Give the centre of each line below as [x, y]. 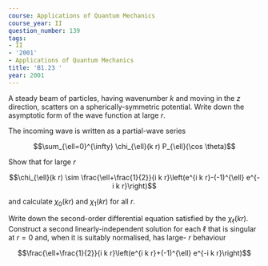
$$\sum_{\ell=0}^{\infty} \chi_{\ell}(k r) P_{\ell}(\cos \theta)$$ [134, 146]
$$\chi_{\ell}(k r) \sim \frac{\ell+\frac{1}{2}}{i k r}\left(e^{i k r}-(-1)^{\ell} [127, 177]
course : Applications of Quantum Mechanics [82, 16]
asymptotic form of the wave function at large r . [87, 115]
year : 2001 [26, 75]
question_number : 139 [44, 30]
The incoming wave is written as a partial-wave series [97, 131]
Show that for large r [42, 162]
